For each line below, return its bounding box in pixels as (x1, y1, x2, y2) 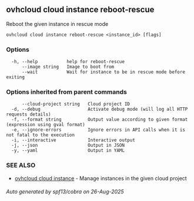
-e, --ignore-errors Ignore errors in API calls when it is (11, 127, 185, 133)
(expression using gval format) (6, 122, 85, 128)
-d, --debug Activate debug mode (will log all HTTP (11, 106, 188, 113)
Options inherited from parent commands (6, 88, 128, 96)
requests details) (6, 111, 51, 117)
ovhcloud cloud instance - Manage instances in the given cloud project (14, 174, 187, 182)
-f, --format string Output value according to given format (11, 117, 188, 123)
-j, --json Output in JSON (11, 143, 125, 149)
